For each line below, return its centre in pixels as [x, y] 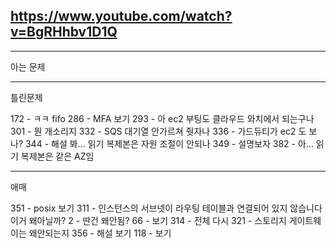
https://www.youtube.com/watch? [121, 16]
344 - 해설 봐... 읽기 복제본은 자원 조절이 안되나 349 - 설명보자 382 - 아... [169, 143]
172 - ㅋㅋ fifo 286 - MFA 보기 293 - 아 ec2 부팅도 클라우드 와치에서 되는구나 [162, 118]
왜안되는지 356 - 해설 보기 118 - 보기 [100, 233]
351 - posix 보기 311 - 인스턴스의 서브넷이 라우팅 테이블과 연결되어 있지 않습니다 [166, 208]
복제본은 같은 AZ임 [57, 156]
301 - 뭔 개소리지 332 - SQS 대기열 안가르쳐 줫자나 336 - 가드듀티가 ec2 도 [158, 131]
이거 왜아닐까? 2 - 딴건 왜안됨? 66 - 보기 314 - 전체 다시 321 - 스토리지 [148, 220]
